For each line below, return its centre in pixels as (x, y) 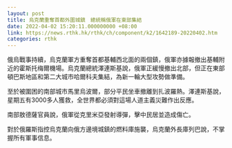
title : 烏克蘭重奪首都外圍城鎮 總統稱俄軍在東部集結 (75, 20)
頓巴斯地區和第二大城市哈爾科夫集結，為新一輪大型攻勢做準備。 (98, 77)
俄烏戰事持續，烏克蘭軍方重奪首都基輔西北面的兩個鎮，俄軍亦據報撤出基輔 (113, 60)
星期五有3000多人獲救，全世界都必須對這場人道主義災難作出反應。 (103, 100)
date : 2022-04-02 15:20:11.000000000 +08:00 (72, 26)
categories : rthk (32, 39)
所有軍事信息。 (34, 138)
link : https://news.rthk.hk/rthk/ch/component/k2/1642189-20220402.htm (112, 33)
